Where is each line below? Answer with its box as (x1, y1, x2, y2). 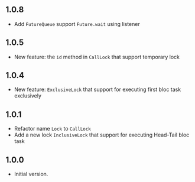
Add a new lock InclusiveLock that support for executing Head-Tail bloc (14, 131, 190, 138)
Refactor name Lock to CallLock (14, 125, 91, 132)
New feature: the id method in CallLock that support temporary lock (14, 53, 180, 60)
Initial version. (14, 171, 48, 178)
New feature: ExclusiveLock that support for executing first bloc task (14, 86, 181, 93)
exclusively (14, 92, 42, 99)
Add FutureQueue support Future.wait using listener (14, 20, 140, 27)
